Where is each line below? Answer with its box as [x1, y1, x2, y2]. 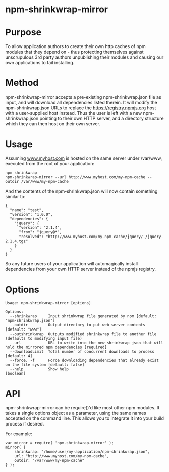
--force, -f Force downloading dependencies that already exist [10, 358, 159, 363]
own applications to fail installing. [5, 60, 75, 66]
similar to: [5, 194, 26, 199]
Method [5, 77, 39, 89]
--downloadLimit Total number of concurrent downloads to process [10, 349, 155, 354]
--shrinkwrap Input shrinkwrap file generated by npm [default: [10, 313, 157, 319]
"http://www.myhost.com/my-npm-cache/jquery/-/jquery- [45, 234, 164, 239]
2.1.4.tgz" [5, 239, 28, 244]
